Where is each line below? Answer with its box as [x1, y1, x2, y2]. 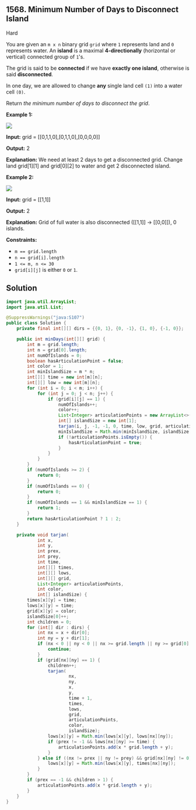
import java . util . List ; [6, 304, 64, 310]
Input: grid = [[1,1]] [6, 196, 51, 203]
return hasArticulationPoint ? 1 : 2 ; [27, 515, 121, 522]
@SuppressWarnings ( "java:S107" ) [6, 315, 85, 321]
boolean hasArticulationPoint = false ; [27, 358, 124, 364]
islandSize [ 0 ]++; [27, 613, 69, 620]
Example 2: [6, 173, 34, 180]
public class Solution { [6, 320, 66, 326]
